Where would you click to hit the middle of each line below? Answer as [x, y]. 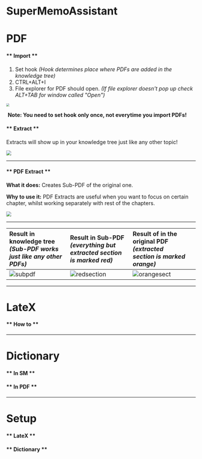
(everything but [93, 245]
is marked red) [91, 260]
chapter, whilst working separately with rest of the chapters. [81, 203]
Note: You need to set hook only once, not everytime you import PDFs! [97, 115]
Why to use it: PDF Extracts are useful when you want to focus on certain [97, 197]
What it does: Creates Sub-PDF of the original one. [70, 185]
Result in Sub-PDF [97, 238]
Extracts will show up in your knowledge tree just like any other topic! [92, 142]
